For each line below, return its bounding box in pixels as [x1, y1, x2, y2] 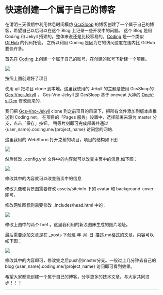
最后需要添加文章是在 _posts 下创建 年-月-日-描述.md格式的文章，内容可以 [5, 231, 154, 238]
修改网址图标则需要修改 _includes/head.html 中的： [5, 202, 108, 208]
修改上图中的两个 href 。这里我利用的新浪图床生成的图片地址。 [5, 221, 130, 227]
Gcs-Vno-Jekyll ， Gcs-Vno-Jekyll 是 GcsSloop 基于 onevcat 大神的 [5, 92, 141, 98]
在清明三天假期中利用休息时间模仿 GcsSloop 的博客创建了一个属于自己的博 [5, 21, 154, 27]
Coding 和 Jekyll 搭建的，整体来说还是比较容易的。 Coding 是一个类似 [5, 33, 144, 39]
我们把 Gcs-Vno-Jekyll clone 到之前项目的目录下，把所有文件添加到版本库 [5, 108, 153, 114]
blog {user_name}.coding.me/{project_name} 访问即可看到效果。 [5, 263, 135, 269]
